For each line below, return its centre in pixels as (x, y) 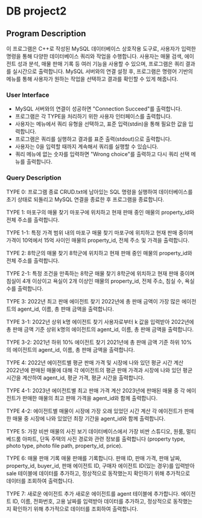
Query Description (34, 178)
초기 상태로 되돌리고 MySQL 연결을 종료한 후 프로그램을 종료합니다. (85, 199)
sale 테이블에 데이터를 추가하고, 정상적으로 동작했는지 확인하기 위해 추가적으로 (98, 473)
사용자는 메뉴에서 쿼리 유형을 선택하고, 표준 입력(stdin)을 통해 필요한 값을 (101, 124)
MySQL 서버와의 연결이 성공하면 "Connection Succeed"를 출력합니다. (98, 109)
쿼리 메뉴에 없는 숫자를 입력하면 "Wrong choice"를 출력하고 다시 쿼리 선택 (102, 154)
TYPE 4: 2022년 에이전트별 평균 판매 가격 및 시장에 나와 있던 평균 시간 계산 (95, 362)
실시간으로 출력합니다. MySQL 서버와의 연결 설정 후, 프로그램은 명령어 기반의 (103, 71)
